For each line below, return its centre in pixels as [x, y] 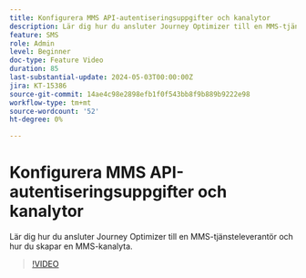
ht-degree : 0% [36, 119]
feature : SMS [34, 35]
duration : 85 [34, 69]
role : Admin [32, 43]
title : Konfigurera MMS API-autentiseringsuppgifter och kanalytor [140, 18]
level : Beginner [40, 52]
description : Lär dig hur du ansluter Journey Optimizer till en [136, 26]
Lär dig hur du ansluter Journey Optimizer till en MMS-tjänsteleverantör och [152, 237]
